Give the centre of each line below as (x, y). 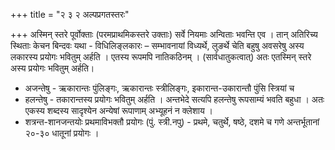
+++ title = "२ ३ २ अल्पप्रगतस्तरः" (70, 14)
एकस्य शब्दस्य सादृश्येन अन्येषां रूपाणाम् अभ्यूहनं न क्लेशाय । (119, 110)
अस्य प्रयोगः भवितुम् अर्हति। (52, 68)
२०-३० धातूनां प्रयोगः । (62, 133)
